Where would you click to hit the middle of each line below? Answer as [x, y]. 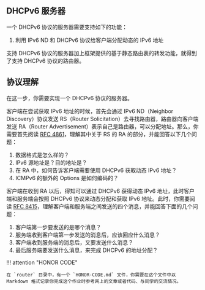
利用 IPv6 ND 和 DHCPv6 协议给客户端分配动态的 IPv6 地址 [89, 40]
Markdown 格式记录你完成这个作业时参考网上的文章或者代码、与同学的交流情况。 [94, 281]
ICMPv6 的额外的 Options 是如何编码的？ [67, 178]
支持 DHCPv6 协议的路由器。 [48, 61]
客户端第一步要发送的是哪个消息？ [58, 227]
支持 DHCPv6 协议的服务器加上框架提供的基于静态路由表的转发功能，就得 [99, 53]
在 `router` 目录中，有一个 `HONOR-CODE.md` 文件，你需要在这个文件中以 [91, 275]
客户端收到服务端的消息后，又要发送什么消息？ [74, 242]
